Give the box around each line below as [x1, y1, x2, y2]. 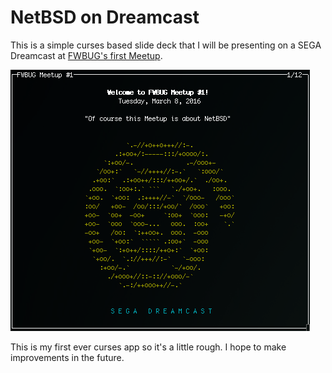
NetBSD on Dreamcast [10, 6, 200, 29]
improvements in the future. [10, 351, 125, 363]
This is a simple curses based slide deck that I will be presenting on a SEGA [10, 39, 322, 51]
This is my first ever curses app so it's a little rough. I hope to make [10, 341, 287, 353]
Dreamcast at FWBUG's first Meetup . [10, 49, 163, 61]
